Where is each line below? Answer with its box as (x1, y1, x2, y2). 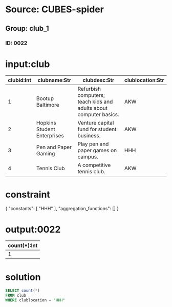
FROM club (5, 293, 27, 298)
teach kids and (77, 98, 113, 106)
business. (77, 132, 101, 139)
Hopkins (36, 119, 56, 127)
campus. (77, 153, 98, 160)
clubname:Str (37, 77, 72, 84)
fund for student (77, 126, 117, 133)
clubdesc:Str (82, 77, 115, 84)
